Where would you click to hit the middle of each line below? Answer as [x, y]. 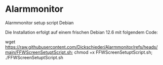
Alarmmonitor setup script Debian [40, 23]
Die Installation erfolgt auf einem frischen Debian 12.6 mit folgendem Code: [81, 32]
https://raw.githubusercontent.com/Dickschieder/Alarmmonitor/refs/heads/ [81, 47]
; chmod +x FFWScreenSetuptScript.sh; [112, 52]
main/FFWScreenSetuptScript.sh [39, 52]
